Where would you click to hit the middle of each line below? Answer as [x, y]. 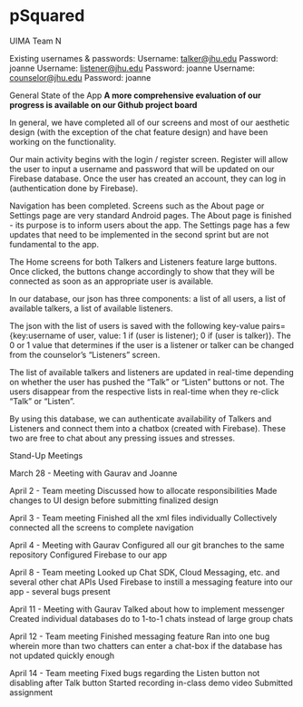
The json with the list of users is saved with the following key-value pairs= [147, 325]
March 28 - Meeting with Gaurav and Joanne [93, 473]
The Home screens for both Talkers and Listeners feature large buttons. [143, 261]
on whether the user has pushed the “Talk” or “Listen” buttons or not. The [147, 382]
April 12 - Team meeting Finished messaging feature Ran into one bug [140, 636]
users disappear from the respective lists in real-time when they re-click [144, 392]
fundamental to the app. [54, 244]
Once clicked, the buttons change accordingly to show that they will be [142, 271]
